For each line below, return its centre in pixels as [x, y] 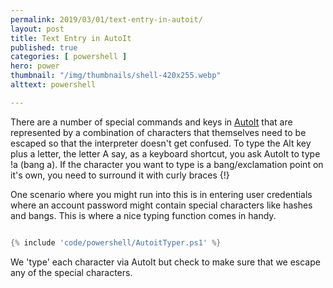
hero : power [35, 66]
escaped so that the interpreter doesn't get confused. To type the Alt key [161, 143]
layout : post [37, 29]
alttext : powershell [53, 85]
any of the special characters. [71, 272]
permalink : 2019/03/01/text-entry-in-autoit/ [106, 19]
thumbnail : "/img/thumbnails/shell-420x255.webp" [116, 76]
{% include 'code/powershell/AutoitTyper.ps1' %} [116, 242]
